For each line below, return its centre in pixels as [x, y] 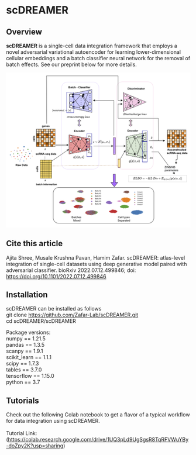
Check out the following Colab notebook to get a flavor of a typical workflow [98, 415]
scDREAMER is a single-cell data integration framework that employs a [92, 46]
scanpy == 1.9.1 [25, 351]
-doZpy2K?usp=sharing [35, 446]
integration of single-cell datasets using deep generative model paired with [97, 264]
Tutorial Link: [22, 433]
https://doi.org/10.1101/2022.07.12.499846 [56, 276]
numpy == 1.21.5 [26, 339]
